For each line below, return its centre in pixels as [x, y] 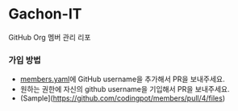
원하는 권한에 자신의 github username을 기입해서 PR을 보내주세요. [125, 89]
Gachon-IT [45, 14]
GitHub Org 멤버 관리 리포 [50, 37]
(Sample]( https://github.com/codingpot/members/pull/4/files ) [123, 98]
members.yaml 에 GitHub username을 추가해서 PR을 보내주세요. [123, 79]
